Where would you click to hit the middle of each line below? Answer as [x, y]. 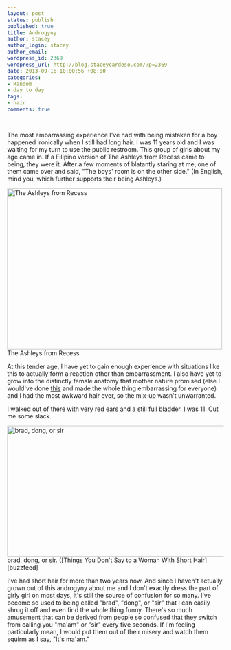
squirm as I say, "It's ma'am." [48, 639]
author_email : [27, 52]
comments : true [29, 109]
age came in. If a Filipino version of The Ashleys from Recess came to [106, 157]
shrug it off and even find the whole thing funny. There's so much [100, 609]
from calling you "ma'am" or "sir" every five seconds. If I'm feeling [101, 624]
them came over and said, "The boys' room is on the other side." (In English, [115, 171]
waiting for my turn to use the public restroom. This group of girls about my [114, 149]
